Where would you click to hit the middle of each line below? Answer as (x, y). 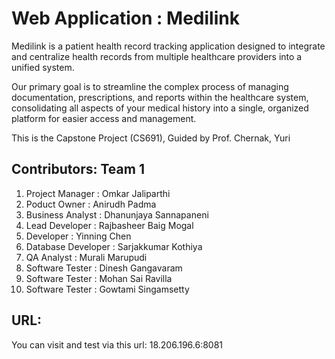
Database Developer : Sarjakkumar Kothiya (114, 246)
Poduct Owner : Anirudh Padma (91, 204)
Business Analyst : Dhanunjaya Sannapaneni (117, 214)
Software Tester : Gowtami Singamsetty (107, 289)
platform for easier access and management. (104, 118)
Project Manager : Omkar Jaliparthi (98, 193)
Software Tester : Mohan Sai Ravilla (99, 278)
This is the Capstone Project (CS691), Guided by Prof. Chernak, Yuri (151, 138)
